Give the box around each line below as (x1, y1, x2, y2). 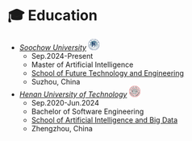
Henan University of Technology (19, 89, 127, 99)
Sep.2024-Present (31, 51, 94, 60)
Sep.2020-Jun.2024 (31, 97, 100, 107)
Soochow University (19, 42, 86, 52)
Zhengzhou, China (31, 123, 94, 133)
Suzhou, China (31, 77, 81, 86)
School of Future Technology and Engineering (31, 68, 185, 77)
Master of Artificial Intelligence (31, 60, 134, 69)
